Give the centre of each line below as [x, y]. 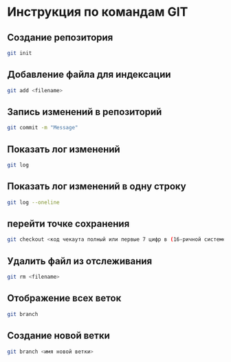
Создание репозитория [60, 38]
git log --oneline [33, 202]
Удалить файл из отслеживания [80, 261]
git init [20, 53]
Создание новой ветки [58, 336]
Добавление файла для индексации [89, 75]
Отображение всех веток [64, 298]
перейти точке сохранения [68, 224]
